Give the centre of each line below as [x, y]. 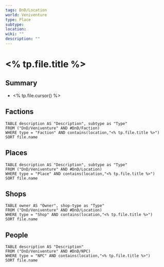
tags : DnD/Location [26, 10]
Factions [20, 112]
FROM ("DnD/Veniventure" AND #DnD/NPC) [48, 252]
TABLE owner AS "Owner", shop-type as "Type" [55, 206]
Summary [21, 83]
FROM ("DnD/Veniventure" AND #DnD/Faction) [53, 128]
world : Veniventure [26, 15]
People [17, 235]
